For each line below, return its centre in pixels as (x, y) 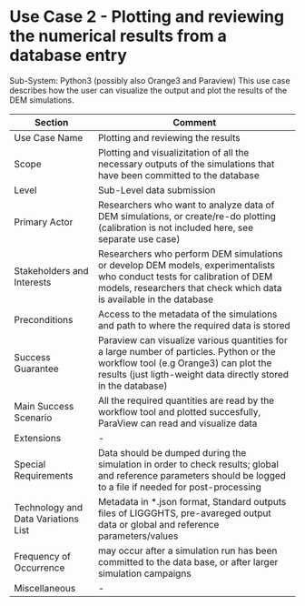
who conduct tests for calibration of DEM (186, 277)
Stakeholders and (51, 270)
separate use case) (139, 238)
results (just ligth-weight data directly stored (193, 374)
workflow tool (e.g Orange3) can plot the (185, 363)
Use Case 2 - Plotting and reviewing (147, 17)
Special (30, 464)
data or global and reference (159, 524)
